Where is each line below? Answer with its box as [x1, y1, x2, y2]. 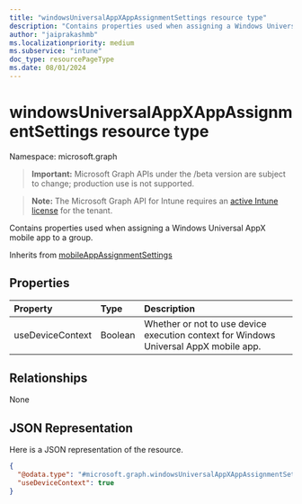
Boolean [100, 328, 136, 341]
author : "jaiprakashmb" [9, 30, 99, 39]
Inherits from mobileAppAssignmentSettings [9, 249, 173, 260]
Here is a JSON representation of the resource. [9, 445, 184, 455]
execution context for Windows [143, 328, 276, 341]
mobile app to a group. [9, 231, 93, 243]
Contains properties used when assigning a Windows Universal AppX [9, 222, 266, 233]
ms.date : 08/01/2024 [9, 64, 87, 73]
